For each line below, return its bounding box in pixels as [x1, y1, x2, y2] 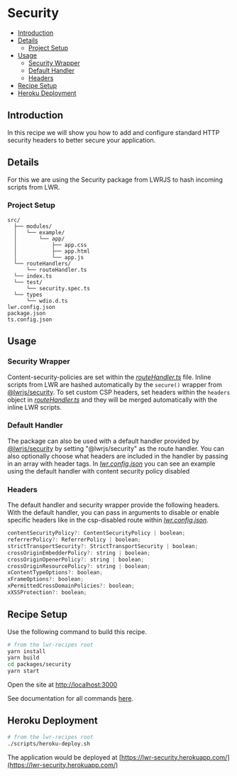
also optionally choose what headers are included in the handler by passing [7, 452, 228, 460]
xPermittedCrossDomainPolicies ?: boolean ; [7, 582, 135, 590]
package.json [7, 310, 46, 317]
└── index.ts [13, 272, 53, 280]
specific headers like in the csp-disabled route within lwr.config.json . [7, 516, 209, 525]
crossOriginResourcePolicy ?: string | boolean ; [7, 562, 151, 569]
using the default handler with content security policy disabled [7, 466, 190, 475]
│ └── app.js [13, 253, 84, 261]
